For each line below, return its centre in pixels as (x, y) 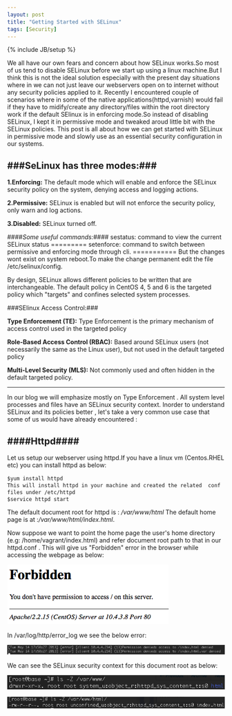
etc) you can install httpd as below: (57, 465)
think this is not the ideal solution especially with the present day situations (114, 78)
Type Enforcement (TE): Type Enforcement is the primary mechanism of (110, 321)
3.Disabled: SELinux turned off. (52, 224)
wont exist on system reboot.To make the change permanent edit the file (110, 259)
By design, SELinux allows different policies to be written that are (99, 280)
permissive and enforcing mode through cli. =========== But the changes (116, 252)
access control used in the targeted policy (67, 329)
